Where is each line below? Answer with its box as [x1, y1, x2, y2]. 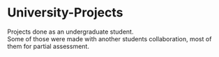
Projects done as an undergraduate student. [7, 27, 134, 36]
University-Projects [7, 5, 123, 21]
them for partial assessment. [7, 42, 89, 50]
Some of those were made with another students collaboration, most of [7, 34, 212, 43]
